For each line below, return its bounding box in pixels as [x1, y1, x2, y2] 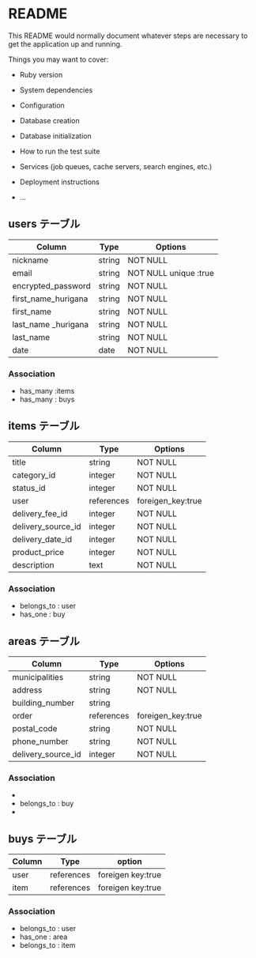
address [12, 685, 43, 696]
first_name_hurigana [12, 293, 88, 304]
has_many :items [19, 387, 75, 396]
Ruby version [19, 70, 63, 79]
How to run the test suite [19, 146, 100, 156]
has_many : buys [19, 394, 75, 404]
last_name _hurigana [12, 319, 89, 330]
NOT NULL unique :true [127, 267, 215, 278]
